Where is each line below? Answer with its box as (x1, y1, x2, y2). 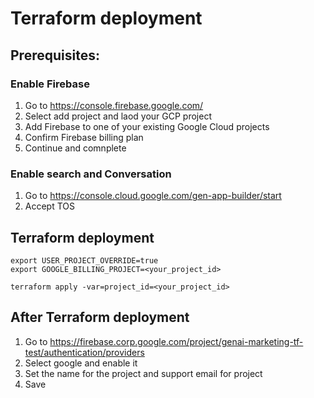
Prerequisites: (10, 47, 100, 64)
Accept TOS (24, 200, 76, 212)
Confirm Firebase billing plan (24, 131, 144, 143)
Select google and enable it (24, 357, 138, 369)
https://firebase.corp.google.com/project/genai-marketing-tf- (49, 335, 304, 347)
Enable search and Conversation (10, 167, 172, 181)
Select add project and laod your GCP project (24, 110, 212, 122)
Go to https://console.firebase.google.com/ (24, 99, 204, 111)
